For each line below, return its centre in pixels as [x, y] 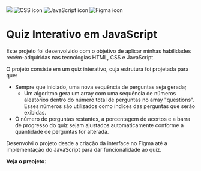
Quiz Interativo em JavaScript [82, 34]
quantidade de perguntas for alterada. [62, 131]
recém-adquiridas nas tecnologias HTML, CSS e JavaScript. [80, 57]
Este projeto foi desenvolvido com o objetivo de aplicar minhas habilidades [99, 51]
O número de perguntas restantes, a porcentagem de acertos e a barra [103, 119]
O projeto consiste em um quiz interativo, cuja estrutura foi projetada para [97, 69]
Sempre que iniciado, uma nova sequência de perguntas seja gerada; [101, 87]
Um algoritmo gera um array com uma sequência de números [100, 93]
